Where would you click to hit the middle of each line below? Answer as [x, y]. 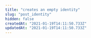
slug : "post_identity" [28, 14]
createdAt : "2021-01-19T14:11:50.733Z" [46, 23]
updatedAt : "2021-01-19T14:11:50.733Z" [46, 28]
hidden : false [20, 19]
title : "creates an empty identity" [43, 10]
